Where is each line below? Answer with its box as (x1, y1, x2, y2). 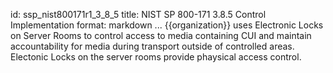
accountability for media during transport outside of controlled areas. (10, 40, 295, 52)
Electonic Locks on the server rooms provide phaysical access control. (10, 51, 302, 63)
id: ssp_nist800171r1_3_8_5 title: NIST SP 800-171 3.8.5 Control (10, 9, 267, 20)
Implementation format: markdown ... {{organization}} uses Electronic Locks (10, 19, 324, 31)
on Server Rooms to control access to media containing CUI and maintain (10, 30, 312, 41)
